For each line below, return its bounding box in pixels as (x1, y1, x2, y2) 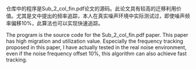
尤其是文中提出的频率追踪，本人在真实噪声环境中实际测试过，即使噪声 (16, 12, 185, 19)
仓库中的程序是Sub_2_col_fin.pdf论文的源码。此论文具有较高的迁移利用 (6, 5, 177, 12)
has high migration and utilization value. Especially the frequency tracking (6, 37, 184, 44)
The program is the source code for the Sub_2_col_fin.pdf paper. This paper (6, 32, 188, 38)
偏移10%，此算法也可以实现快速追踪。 (10, 20, 104, 26)
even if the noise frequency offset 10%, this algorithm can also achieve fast (6, 50, 187, 57)
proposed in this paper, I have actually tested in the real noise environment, (6, 44, 187, 51)
